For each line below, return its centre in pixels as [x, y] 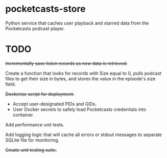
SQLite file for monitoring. [32, 140]
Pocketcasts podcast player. [35, 28]
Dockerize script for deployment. [40, 94]
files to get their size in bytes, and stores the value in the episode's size [80, 78]
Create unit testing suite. [31, 150]
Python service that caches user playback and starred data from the [77, 23]
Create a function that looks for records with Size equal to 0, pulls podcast [83, 73]
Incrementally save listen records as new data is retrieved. [66, 63]
